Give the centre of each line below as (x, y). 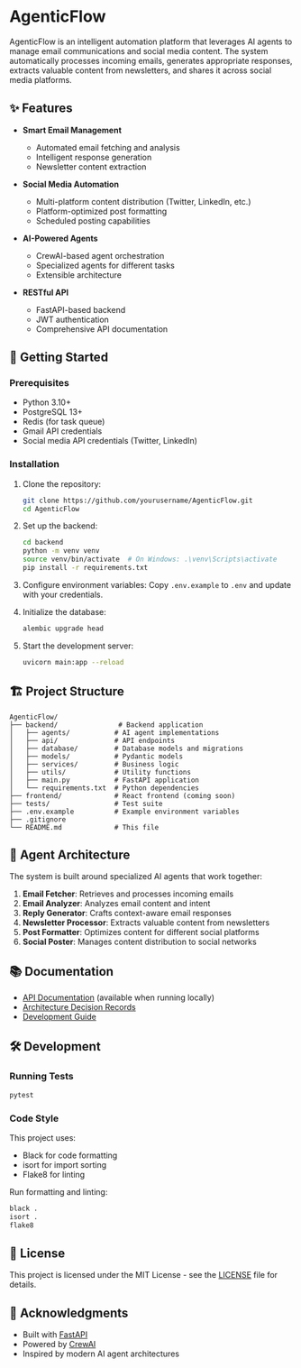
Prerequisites (39, 383)
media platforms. (41, 79)
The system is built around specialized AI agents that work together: (136, 877)
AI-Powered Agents (60, 238)
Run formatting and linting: (59, 1192)
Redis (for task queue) (64, 422)
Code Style (34, 1118)
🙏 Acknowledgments (69, 1313)
